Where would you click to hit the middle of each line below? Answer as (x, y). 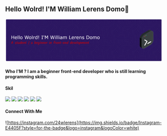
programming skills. (26, 77)
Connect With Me (24, 111)
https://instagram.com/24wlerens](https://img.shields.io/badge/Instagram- (85, 122)
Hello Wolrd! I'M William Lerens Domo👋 (67, 9)
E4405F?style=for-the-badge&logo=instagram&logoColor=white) (72, 127)
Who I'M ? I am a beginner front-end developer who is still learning (76, 71)
